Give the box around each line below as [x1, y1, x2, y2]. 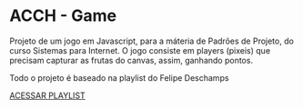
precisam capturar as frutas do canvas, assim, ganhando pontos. [9, 54, 253, 65]
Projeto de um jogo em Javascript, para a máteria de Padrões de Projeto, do [9, 35, 294, 46]
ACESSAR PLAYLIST [9, 90, 86, 101]
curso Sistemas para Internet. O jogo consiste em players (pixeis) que [9, 45, 271, 55]
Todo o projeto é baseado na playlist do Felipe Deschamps [9, 72, 229, 83]
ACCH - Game [9, 5, 116, 26]
